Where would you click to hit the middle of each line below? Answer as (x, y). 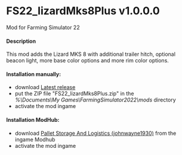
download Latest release (45, 87)
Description (21, 41)
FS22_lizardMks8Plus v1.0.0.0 (83, 11)
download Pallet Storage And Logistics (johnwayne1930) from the (95, 133)
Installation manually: (34, 74)
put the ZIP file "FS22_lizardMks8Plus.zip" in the (74, 94)
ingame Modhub (35, 139)
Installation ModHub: (33, 119)
